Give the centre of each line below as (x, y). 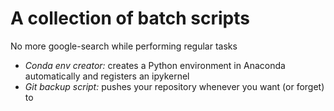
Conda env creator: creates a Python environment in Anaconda (155, 65)
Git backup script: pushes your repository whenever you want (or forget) (174, 86)
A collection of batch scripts (130, 18)
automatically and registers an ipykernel (107, 76)
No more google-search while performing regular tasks (124, 46)
